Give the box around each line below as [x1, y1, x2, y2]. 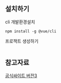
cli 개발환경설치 [5, 19, 35, 25]
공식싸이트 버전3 [5, 73, 37, 79]
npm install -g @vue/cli [5, 29, 57, 34]
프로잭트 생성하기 [5, 38, 39, 44]
